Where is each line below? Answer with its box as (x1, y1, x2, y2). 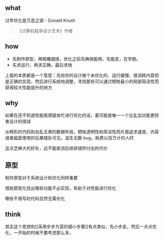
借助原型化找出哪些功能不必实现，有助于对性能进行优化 (5, 185, 116, 191)
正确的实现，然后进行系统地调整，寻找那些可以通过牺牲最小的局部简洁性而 (9, 78, 159, 84)
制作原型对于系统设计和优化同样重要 (5, 175, 78, 181)
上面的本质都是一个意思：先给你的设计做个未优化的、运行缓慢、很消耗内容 (5, 72, 155, 78)
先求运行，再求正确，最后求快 (12, 62, 72, 68)
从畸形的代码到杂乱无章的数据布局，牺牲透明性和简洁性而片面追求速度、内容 (5, 129, 159, 135)
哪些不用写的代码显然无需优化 (5, 196, 65, 201)
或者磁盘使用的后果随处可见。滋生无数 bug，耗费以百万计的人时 (5, 135, 134, 141)
